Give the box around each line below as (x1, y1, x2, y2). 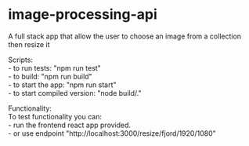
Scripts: (8, 55, 34, 64)
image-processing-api (8, 5, 158, 24)
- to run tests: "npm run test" (8, 63, 102, 72)
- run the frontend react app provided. (8, 120, 132, 130)
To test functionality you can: (8, 111, 102, 121)
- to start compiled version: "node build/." (8, 88, 143, 97)
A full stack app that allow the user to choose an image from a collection (8, 31, 241, 41)
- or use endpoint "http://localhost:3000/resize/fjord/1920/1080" (8, 128, 217, 138)
